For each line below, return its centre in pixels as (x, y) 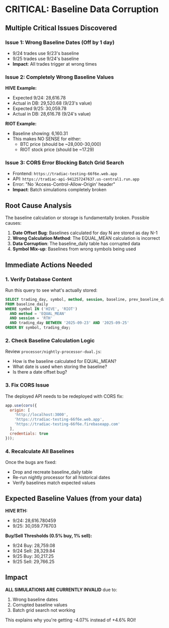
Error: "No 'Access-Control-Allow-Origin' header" (64, 184)
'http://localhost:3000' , (41, 415)
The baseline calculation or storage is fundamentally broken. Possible (77, 218)
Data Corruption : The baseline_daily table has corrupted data (76, 244)
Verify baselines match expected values (54, 483)
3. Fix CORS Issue (27, 385)
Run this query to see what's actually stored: (51, 290)
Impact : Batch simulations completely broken (59, 190)
